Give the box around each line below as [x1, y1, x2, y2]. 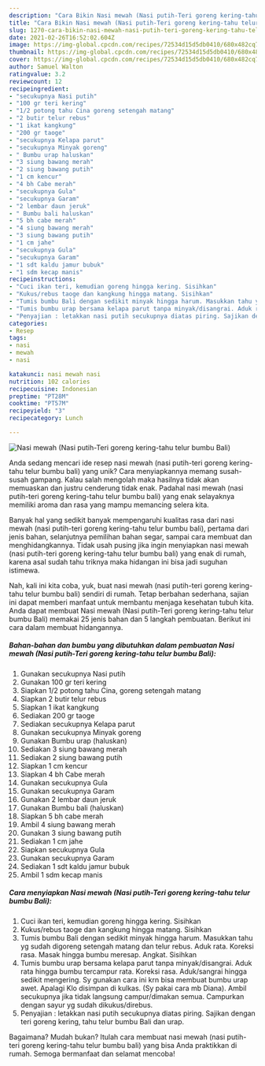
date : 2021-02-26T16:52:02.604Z [9, 33, 115, 42]
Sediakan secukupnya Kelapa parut [20, 719, 136, 729]
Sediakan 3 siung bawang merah [20, 744, 127, 754]
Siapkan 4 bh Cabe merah [20, 770, 105, 779]
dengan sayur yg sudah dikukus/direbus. [20, 1000, 153, 1009]
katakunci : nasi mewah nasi [9, 370, 101, 378]
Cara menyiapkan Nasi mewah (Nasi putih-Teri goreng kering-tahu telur [9, 888, 251, 897]
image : [9, 41, 31, 49]
